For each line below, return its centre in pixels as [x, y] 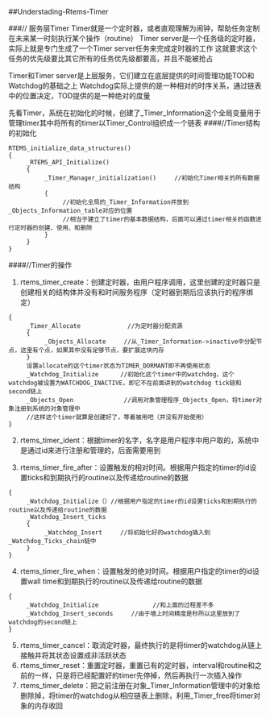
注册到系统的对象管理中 [47, 409]
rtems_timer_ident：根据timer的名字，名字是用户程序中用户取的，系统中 [139, 440]
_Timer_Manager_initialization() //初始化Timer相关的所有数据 [152, 178]
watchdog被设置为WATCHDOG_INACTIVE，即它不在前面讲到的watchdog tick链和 [125, 383]
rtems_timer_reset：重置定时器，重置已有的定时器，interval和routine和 [137, 665]
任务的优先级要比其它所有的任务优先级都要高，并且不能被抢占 [111, 58]
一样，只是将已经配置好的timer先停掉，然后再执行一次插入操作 [138, 675]
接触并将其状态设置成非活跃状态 [73, 655]
